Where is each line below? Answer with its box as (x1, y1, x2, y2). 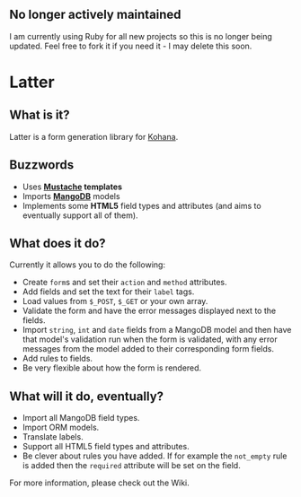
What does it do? (9, 236, 106, 251)
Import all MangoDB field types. (22, 413, 140, 423)
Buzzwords (9, 157, 75, 173)
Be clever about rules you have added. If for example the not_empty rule (22, 450, 288, 461)
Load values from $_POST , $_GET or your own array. (22, 296, 208, 307)
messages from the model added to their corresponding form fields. (22, 344, 274, 354)
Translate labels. (22, 432, 84, 442)
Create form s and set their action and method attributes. (22, 277, 227, 288)
